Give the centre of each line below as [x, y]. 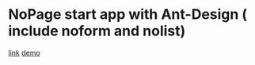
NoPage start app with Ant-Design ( [128, 14]
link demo [25, 52]
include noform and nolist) [97, 31]
